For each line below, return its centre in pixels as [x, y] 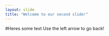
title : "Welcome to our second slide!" [47, 14]
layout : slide [20, 10]
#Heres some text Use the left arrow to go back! [55, 28]
